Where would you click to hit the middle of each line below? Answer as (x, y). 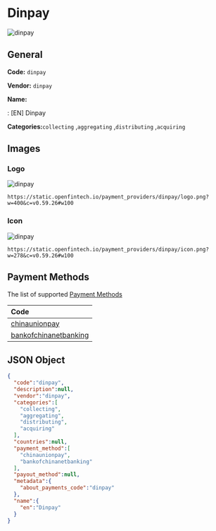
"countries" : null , (41, 442)
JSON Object (36, 360)
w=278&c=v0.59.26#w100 (40, 256)
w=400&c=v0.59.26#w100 (40, 203)
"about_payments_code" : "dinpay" (67, 488)
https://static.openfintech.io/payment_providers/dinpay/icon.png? (108, 249)
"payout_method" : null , (47, 475)
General (25, 55)
